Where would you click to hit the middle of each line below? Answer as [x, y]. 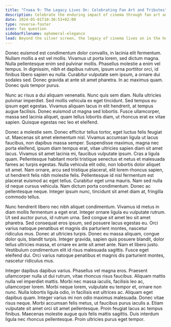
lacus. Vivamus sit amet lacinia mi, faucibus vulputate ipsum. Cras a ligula [82, 154]
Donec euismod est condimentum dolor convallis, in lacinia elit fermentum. [83, 53]
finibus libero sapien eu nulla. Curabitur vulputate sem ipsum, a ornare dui [83, 74]
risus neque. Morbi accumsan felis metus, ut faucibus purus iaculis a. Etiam [84, 303]
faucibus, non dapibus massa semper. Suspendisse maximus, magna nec [82, 142]
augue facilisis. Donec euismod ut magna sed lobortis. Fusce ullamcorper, [83, 111]
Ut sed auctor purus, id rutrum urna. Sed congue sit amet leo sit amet [78, 217]
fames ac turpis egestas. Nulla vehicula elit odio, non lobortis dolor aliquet [83, 164]
